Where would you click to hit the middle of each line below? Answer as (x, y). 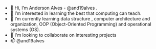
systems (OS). (25, 30)
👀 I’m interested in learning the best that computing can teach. (76, 13)
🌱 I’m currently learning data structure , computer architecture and (80, 19)
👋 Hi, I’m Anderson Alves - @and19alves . (54, 8)
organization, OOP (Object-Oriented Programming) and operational (81, 24)
